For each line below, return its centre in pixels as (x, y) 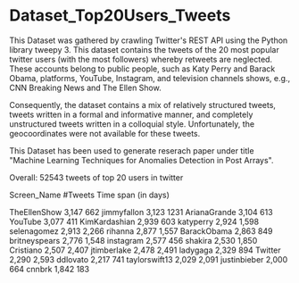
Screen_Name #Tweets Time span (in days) (89, 195)
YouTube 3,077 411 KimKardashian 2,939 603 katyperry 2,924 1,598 (134, 221)
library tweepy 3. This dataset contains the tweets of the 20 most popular (144, 49)
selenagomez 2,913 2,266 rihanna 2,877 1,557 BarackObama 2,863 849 (141, 231)
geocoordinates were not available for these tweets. (105, 133)
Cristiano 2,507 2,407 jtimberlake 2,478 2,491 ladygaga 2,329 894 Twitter (145, 250)
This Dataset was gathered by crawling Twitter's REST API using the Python (149, 40)
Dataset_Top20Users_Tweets (120, 16)
